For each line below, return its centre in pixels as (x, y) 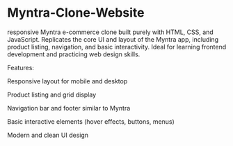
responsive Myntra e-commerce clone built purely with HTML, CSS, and (110, 32)
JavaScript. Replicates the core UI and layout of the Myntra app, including (113, 39)
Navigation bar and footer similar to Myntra (69, 108)
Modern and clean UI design (48, 135)
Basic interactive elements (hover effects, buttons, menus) (91, 121)
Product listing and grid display (52, 95)
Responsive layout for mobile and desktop (67, 81)
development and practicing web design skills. (74, 54)
